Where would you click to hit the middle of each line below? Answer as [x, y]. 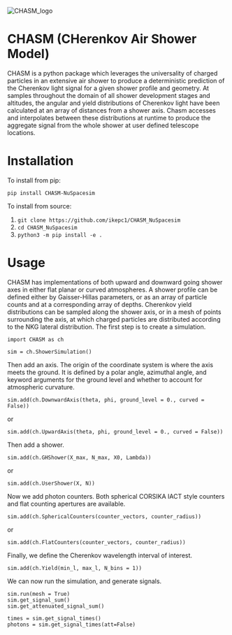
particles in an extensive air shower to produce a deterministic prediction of [116, 80]
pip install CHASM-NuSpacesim [51, 193]
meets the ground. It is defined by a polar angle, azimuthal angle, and [107, 372]
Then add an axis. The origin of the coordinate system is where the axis [110, 364]
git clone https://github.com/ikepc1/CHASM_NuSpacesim [99, 220]
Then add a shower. [36, 445]
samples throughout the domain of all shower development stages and [109, 95]
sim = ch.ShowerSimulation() [50, 352]
